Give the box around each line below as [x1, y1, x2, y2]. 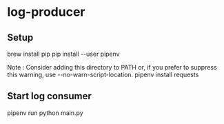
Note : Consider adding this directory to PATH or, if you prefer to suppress [7, 63, 217, 71]
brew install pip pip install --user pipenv [7, 50, 120, 58]
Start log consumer [7, 90, 92, 102]
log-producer [7, 4, 85, 20]
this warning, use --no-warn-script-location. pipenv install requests [7, 70, 199, 79]
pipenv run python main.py [7, 108, 84, 117]
